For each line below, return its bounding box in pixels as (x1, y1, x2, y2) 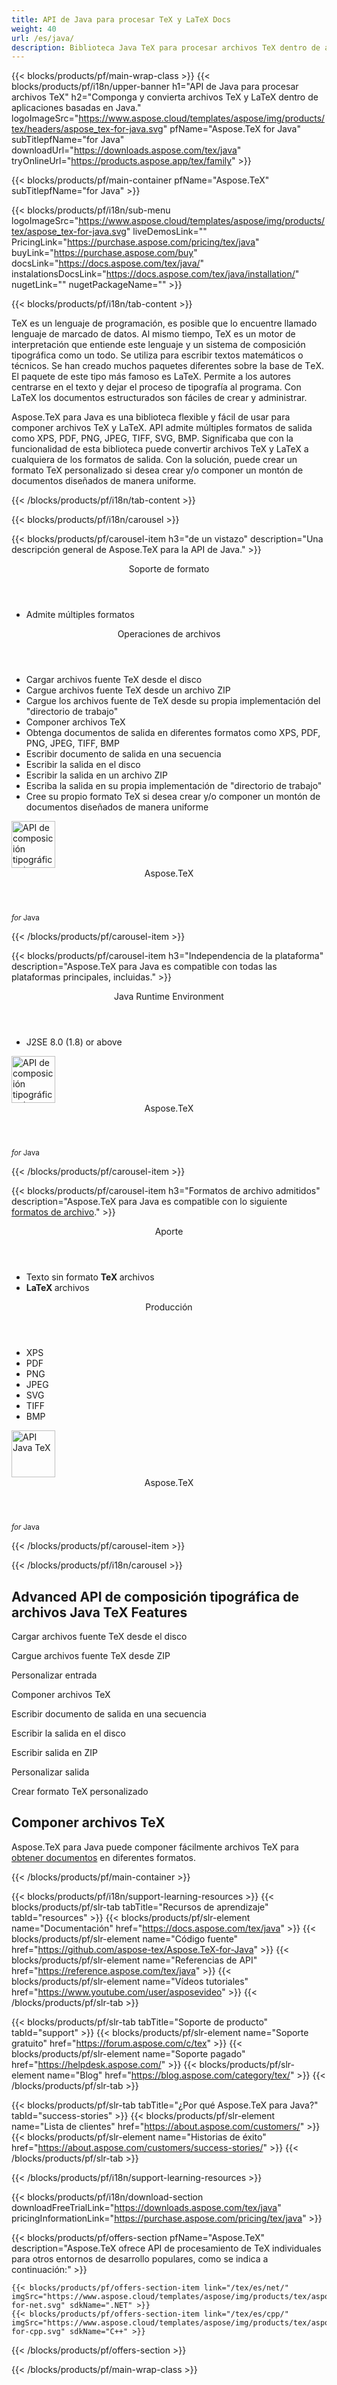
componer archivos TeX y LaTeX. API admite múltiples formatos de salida (11, 422, 313, 434)
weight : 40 (11, 24, 57, 34)
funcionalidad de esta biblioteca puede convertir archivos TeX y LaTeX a (11, 443, 309, 455)
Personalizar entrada (11, 1669, 98, 1681)
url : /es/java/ (11, 33, 75, 43)
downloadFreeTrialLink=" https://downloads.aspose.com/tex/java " (11, 2201, 282, 2213)
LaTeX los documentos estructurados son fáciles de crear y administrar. (11, 392, 308, 404)
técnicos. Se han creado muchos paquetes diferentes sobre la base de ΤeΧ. (11, 360, 325, 372)
